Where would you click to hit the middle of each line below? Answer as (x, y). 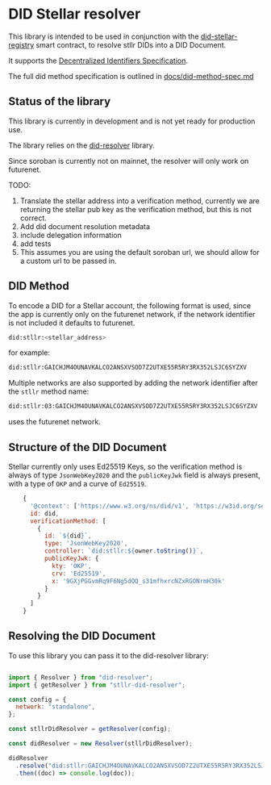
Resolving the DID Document (82, 636)
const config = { (38, 699)
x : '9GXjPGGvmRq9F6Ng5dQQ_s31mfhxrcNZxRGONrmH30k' (138, 581)
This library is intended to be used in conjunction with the (104, 36)
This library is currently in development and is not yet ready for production (132, 121)
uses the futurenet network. (54, 422)
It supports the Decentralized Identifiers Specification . (98, 61)
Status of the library (60, 102)
